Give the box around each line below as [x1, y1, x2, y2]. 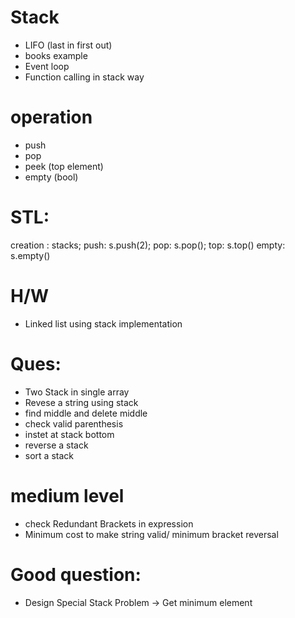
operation [10, 106, 93, 129]
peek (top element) [24, 160, 104, 172]
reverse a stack [24, 439, 89, 451]
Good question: [10, 563, 142, 586]
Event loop [24, 60, 70, 72]
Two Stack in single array [24, 386, 130, 398]
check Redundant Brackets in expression [24, 517, 194, 530]
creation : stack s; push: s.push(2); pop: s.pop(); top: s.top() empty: [10, 239, 286, 251]
